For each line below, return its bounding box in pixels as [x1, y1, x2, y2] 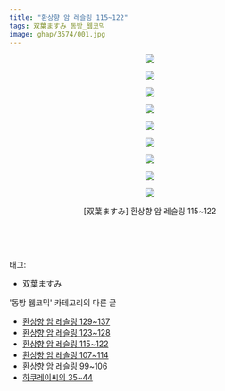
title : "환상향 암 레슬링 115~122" [9, 12, 129, 22]
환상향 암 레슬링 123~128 [21, 328, 111, 338]
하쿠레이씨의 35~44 [21, 372, 94, 383]
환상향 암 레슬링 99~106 [21, 361, 108, 371]
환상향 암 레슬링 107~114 [21, 350, 109, 361]
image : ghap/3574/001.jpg [9, 29, 105, 38]
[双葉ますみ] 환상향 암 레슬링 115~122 [83, 206, 217, 217]
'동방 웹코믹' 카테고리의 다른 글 [9, 297, 117, 308]
